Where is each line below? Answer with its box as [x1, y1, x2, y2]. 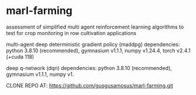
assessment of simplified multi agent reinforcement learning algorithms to [6, 23, 184, 30]
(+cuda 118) [6, 53, 35, 60]
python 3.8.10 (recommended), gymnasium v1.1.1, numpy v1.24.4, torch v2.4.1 [6, 47, 191, 54]
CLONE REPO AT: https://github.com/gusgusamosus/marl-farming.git [6, 82, 174, 89]
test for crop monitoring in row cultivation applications [6, 29, 136, 36]
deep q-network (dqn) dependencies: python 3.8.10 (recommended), [6, 64, 173, 71]
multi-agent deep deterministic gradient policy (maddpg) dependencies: [6, 41, 180, 48]
